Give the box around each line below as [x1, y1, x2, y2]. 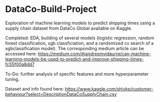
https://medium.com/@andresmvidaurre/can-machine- [38, 51, 151, 57]
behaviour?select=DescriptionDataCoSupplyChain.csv [5, 91, 117, 97]
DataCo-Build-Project [5, 3, 97, 15]
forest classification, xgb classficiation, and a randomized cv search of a [5, 40, 154, 46]
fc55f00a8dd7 [5, 61, 35, 67]
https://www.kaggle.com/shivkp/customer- [64, 86, 154, 92]
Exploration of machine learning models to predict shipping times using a [5, 20, 156, 26]
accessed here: [5, 51, 37, 57]
